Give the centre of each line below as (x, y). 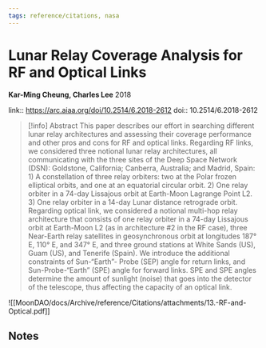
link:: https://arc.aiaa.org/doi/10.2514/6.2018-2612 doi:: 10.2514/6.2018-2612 (133, 110)
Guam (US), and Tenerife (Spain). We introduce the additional (129, 253)
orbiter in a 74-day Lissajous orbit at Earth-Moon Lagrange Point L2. (140, 194)
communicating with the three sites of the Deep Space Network (133, 159)
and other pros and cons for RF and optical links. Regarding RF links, (141, 142)
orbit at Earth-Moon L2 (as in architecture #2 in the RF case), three (137, 227)
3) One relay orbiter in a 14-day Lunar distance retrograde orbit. (133, 202)
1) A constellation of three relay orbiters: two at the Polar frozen (132, 176)
